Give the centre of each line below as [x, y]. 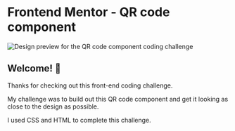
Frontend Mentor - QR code [89, 12]
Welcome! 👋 [34, 68]
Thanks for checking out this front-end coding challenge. [90, 85]
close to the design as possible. [53, 106]
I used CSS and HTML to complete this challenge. [79, 120]
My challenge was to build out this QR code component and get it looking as [118, 99]
